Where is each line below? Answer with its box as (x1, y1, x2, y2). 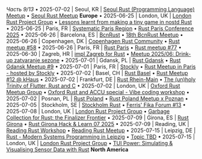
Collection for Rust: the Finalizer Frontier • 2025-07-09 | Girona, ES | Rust (6, 114, 189, 121)
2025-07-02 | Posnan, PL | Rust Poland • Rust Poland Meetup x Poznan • (6, 95, 188, 102)
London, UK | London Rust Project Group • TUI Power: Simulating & (6, 140, 173, 146)
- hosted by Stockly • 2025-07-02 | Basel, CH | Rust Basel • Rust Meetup (6, 70, 188, 76)
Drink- (175, 50, 191, 57)
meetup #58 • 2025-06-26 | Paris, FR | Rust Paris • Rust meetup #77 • (6, 44, 182, 51)
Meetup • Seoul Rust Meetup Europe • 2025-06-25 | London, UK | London (6, 12, 192, 19)
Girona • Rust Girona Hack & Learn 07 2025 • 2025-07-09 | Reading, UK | (6, 121, 189, 127)
